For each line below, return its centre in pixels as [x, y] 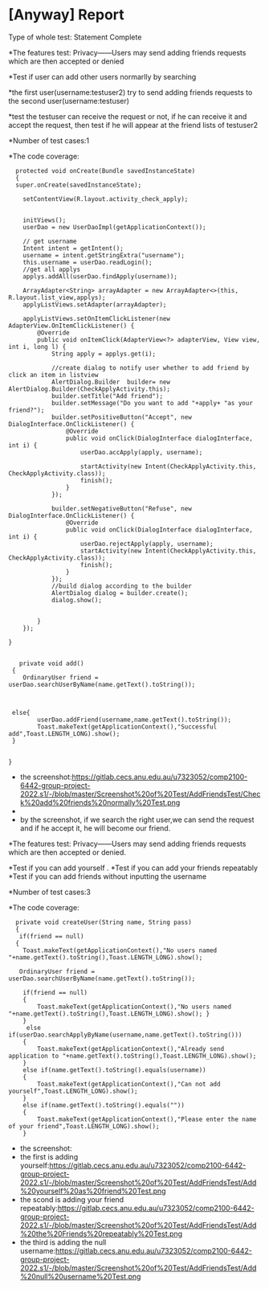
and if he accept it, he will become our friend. [95, 828]
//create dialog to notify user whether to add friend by [150, 367]
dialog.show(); [77, 600]
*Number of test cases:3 [49, 892]
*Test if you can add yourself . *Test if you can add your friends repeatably [133, 868]
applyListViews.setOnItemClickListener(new [97, 318]
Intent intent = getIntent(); [73, 248]
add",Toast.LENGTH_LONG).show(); [64, 733]
